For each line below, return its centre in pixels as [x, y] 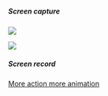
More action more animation [54, 83]
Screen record [32, 63]
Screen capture [34, 11]
